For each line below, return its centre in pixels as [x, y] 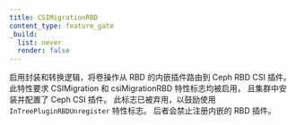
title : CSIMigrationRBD [54, 17]
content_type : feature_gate [62, 26]
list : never [40, 42]
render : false [44, 51]
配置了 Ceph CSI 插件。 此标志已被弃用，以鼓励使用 [120, 100]
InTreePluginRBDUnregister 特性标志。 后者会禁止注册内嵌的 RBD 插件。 [143, 111]
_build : [24, 34]
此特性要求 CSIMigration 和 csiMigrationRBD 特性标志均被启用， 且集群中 [144, 88]
